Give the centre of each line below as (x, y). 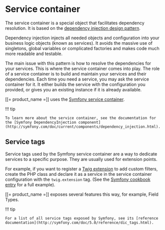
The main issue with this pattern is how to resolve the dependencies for (78, 63)
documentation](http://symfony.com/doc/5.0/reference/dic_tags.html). (80, 223)
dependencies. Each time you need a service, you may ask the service (77, 79)
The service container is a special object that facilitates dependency (75, 23)
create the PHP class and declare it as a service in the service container (79, 174)
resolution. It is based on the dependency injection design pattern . (73, 28)
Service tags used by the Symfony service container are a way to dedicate (81, 154)
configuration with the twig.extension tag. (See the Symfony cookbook (78, 179)
